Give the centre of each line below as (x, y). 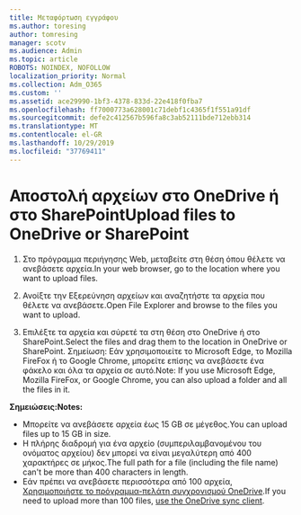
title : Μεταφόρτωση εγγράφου (64, 18)
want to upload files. (60, 278)
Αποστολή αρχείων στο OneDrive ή (144, 195)
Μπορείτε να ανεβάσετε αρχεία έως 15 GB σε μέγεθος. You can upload (155, 424)
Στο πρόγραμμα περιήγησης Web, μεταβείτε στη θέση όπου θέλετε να (154, 259)
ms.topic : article (44, 59)
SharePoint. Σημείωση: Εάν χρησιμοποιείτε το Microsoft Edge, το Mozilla (157, 351)
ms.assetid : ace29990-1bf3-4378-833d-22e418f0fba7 (106, 101)
